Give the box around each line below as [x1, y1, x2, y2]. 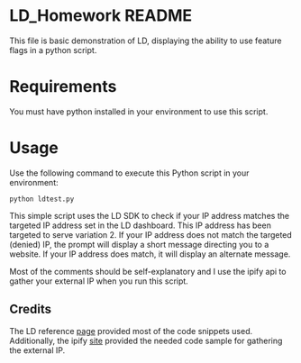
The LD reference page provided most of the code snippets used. [9, 325, 253, 336]
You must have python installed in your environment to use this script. [9, 105, 269, 117]
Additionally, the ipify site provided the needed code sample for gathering [9, 335, 283, 346]
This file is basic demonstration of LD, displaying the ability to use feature [9, 35, 282, 46]
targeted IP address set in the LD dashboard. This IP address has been [9, 220, 272, 231]
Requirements [9, 77, 117, 97]
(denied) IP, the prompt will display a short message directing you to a [9, 239, 269, 250]
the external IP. [9, 344, 66, 356]
